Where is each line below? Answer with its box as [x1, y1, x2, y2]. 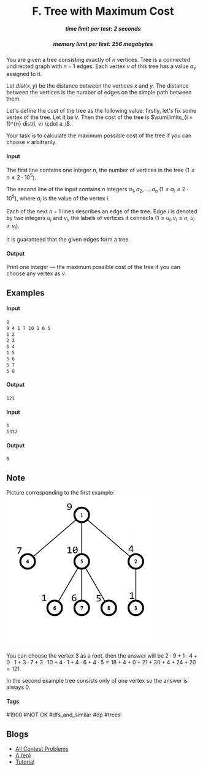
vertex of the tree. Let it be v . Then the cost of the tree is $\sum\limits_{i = [6, 113, 193, 121]
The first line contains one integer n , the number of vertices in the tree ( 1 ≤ [6, 166, 195, 173]
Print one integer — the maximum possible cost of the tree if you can [6, 264, 181, 271]
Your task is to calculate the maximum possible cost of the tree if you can [6, 132, 192, 139]
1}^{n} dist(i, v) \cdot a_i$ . [6, 120, 72, 127]
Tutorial [15, 758, 35, 765]
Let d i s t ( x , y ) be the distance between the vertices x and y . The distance [6, 82, 189, 89]
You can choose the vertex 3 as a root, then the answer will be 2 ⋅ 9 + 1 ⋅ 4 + [6, 652, 198, 659]
